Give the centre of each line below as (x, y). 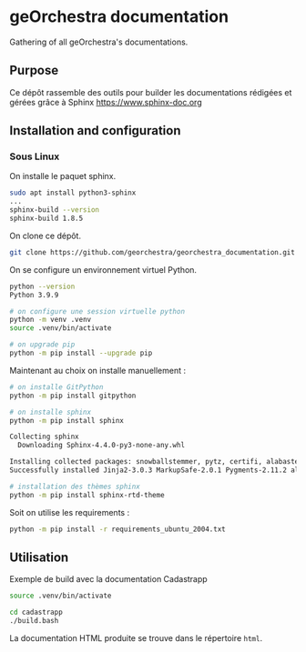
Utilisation (39, 557)
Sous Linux (35, 156)
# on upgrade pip (42, 345)
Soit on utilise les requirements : (70, 512)
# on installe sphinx (51, 412)
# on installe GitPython (56, 387)
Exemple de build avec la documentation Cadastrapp (108, 579)
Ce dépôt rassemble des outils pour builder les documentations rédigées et (151, 92)
